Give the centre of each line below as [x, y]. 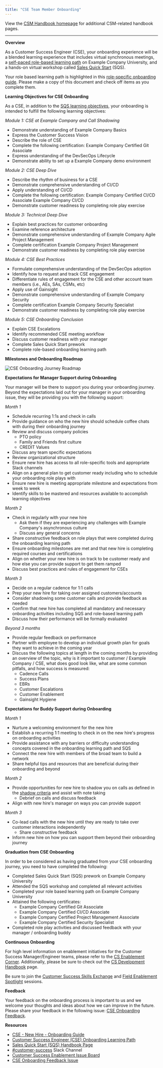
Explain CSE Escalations [36, 329]
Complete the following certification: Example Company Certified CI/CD [83, 195]
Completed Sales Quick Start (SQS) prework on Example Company [79, 876]
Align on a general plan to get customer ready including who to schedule [85, 473]
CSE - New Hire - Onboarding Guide [48, 1035]
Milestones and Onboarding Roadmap [44, 359]
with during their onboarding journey [49, 426]
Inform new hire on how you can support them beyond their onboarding [83, 837]
